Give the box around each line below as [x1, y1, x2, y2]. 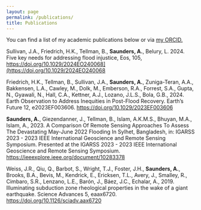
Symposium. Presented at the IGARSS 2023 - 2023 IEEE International [6, 141, 177, 148]
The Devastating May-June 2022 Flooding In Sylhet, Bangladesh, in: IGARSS [6, 128, 195, 135]
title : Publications [6, 20, 58, 26]
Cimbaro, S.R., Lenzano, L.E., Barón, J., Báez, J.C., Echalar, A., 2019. [6, 178, 175, 185]
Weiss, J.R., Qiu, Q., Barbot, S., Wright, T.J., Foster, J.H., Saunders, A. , [6, 165, 181, 172]
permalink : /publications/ [6, 14, 74, 20]
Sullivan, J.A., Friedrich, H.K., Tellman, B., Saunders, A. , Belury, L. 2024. [6, 48, 185, 55]
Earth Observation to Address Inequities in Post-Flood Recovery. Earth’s [6, 98, 184, 105]
